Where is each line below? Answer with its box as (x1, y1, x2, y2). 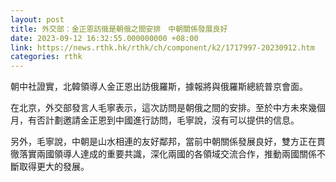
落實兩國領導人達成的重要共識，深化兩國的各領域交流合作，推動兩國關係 (18, 148, 317, 160)
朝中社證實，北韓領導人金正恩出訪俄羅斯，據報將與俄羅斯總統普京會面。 (10, 81, 308, 93)
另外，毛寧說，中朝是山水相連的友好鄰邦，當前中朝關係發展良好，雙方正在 (10, 136, 317, 148)
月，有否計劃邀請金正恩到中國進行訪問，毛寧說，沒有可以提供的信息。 (10, 114, 300, 126)
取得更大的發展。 (18, 161, 90, 173)
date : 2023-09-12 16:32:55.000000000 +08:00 (10, 33, 199, 43)
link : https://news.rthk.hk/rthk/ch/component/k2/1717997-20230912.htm (10, 42, 315, 53)
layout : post (10, 14, 65, 25)
